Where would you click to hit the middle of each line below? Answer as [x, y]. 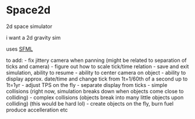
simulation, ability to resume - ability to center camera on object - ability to [96, 72]
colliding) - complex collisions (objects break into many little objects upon [95, 97]
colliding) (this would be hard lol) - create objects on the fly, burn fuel [90, 103]
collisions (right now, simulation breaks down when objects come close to [95, 91]
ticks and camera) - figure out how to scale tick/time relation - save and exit [97, 66]
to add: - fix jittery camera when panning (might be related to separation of [97, 60]
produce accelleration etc [37, 110]
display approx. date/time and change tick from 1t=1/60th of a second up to [97, 79]
